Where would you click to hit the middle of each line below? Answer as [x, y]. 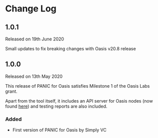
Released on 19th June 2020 [34, 39]
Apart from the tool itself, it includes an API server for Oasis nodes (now [79, 101]
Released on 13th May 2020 [34, 76]
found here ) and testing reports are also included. [56, 106]
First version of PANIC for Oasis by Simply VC [59, 130]
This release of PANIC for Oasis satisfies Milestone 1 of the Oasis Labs [77, 86]
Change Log [31, 9]
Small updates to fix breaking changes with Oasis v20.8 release [70, 49]
